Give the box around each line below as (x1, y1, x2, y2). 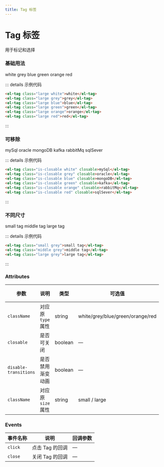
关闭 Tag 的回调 (32, 453, 68, 460)
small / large (78, 396, 106, 403)
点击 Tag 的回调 (32, 445, 68, 451)
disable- (7, 365, 28, 370)
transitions (7, 369, 36, 375)
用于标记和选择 (5, 47, 35, 53)
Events (5, 421, 22, 428)
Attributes (5, 273, 30, 280)
